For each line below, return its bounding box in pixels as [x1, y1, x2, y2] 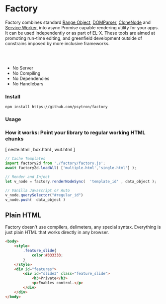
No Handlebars [12, 80, 44, 87]
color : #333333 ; [31, 252, 64, 258]
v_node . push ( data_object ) [5, 197, 66, 202]
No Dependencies [12, 75, 50, 81]
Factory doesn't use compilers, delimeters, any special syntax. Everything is [5, 224, 161, 230]
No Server [12, 65, 34, 71]
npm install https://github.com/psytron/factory [5, 105, 108, 110]
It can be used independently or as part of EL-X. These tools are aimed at [5, 30, 156, 36]
